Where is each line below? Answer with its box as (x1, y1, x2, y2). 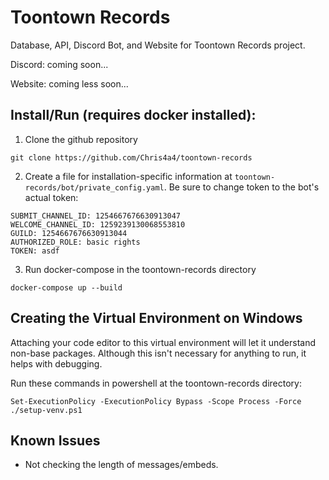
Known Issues (10, 432, 101, 449)
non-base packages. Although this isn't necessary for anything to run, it (10, 347, 307, 359)
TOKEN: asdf (10, 246, 60, 256)
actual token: (24, 191, 79, 203)
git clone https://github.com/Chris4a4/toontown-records (10, 152, 253, 163)
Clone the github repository (24, 133, 138, 145)
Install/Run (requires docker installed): (10, 107, 257, 124)
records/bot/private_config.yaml (24, 182, 165, 193)
